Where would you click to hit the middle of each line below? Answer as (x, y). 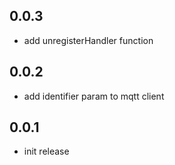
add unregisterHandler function (88, 40)
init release (46, 151)
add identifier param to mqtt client (94, 96)
